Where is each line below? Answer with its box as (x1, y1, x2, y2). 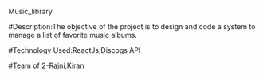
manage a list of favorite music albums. (8, 31, 137, 39)
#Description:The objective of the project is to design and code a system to (8, 22, 256, 31)
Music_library (8, 7, 53, 16)
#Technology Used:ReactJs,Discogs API (8, 46, 141, 54)
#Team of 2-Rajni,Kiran (8, 61, 84, 70)
